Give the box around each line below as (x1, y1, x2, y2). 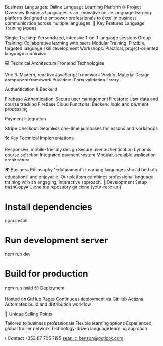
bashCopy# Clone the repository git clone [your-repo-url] (5, 184, 122, 190)
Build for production (5, 268, 88, 279)
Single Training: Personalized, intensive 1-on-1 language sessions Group (5, 35, 151, 41)
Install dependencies (5, 201, 92, 213)
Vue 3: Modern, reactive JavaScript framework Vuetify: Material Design (5, 72, 150, 78)
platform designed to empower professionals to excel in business (5, 15, 137, 21)
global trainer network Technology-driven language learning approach (5, 325, 147, 331)
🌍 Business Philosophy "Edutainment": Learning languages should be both (5, 167, 157, 172)
